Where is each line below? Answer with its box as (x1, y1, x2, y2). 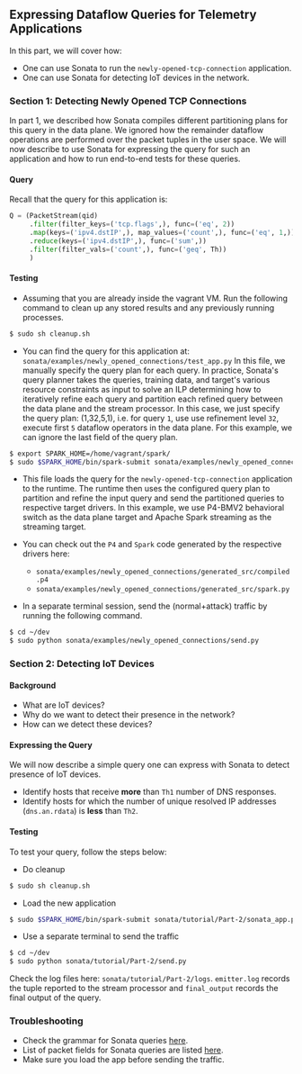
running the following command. (22, 610, 143, 621)
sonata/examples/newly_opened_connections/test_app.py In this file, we (22, 355, 286, 366)
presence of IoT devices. (9, 769, 102, 780)
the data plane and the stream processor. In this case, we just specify (22, 402, 280, 413)
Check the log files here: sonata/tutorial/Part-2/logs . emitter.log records (9, 973, 290, 984)
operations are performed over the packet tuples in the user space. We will (9, 134, 287, 145)
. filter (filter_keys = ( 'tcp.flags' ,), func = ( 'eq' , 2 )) (29, 220, 235, 229)
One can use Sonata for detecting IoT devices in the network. (22, 72, 250, 83)
